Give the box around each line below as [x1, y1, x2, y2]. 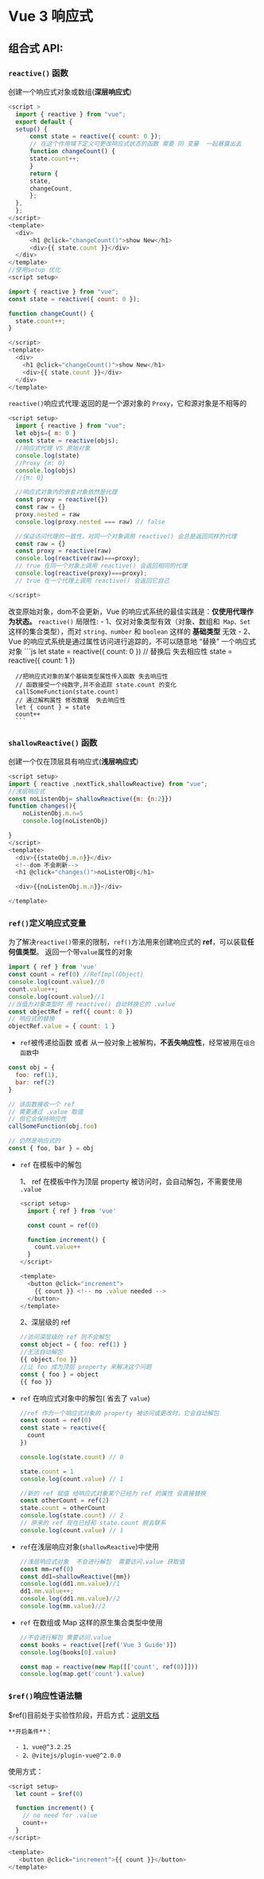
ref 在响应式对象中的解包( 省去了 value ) [19, 1393, 151, 1403]
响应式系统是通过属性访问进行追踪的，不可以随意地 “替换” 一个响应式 [30, 636, 257, 646]
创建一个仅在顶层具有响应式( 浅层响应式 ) [8, 757, 139, 766]
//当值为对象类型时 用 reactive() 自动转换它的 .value [8, 1000, 176, 1008]
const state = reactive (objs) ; [15, 437, 119, 445]
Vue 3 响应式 [8, 7, 94, 26]
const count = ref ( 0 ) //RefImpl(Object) [8, 970, 145, 979]
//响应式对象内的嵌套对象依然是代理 [15, 488, 118, 497]
